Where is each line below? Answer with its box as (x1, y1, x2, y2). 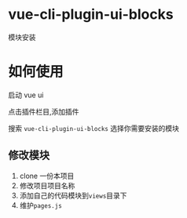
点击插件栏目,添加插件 (8, 107, 80, 116)
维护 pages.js (19, 200, 63, 209)
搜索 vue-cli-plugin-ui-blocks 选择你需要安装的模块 (8, 123, 179, 133)
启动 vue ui (8, 90, 44, 100)
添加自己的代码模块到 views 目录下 (19, 191, 127, 200)
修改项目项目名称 (19, 180, 75, 190)
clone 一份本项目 (19, 171, 75, 180)
